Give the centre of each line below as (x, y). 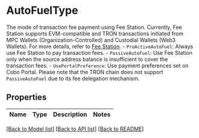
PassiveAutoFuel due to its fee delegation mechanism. (73, 78)
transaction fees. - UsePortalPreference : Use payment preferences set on (97, 65)
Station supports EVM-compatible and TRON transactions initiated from (95, 33)
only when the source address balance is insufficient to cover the (87, 59)
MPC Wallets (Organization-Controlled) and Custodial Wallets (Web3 (91, 40)
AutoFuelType (42, 11)
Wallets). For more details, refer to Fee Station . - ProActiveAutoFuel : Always (100, 46)
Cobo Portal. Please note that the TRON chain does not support (85, 72)
